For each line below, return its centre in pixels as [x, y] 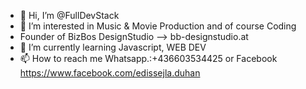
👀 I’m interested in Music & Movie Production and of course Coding [158, 26]
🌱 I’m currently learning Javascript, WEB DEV [113, 47]
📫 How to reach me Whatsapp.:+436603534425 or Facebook [148, 58]
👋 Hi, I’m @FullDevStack [69, 15]
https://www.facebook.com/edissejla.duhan [110, 73]
